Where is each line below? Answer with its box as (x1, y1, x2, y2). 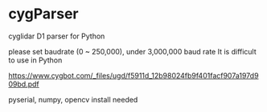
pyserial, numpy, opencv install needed (8, 94, 138, 104)
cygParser (8, 5, 79, 23)
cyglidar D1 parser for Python (8, 31, 105, 41)
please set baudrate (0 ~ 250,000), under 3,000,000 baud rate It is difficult (8, 46, 257, 56)
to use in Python (8, 55, 63, 65)
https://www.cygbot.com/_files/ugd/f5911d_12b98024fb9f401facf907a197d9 (8, 70, 259, 80)
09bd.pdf (8, 79, 40, 89)
